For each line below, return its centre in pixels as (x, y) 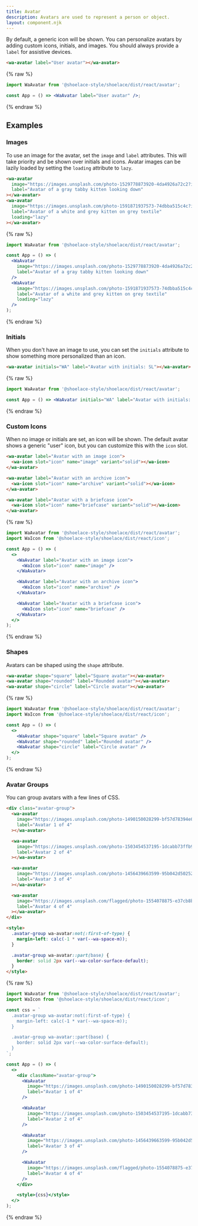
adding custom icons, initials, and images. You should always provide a (92, 46)
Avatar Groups (27, 785)
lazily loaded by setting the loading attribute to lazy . (70, 168)
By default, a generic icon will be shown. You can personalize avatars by (94, 40)
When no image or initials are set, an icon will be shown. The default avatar (97, 439)
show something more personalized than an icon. (66, 356)
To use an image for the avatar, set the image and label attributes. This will (96, 155)
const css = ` (24, 1010)
